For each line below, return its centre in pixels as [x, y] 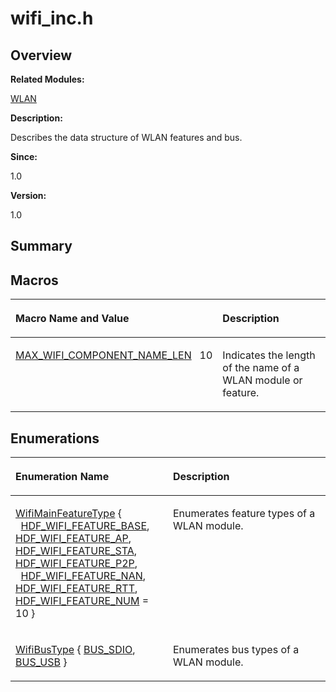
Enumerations [55, 438]
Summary [41, 246]
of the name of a [261, 368]
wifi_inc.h [52, 18]
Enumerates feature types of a [244, 514]
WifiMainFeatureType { [69, 514]
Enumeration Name [62, 477]
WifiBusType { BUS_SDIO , [75, 650]
